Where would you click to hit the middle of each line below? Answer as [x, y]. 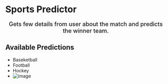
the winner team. [86, 31]
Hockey [21, 70]
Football [21, 65]
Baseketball [25, 60]
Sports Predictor [41, 9]
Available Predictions [40, 48]
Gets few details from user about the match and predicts [86, 24]
